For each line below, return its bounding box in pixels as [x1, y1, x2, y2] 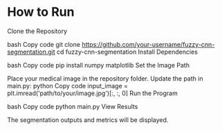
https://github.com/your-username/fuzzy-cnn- [82, 40, 215, 48]
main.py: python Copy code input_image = [7, 81, 128, 90]
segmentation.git [7, 48, 55, 56]
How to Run [7, 4, 75, 20]
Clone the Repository [7, 27, 68, 35]
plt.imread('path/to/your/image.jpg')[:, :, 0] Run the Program [7, 89, 178, 97]
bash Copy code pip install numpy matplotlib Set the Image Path [7, 61, 190, 69]
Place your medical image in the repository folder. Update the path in [7, 74, 203, 83]
